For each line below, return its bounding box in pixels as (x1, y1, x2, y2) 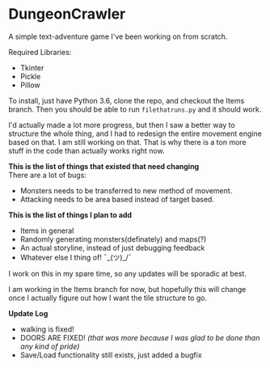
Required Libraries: (8, 47, 72, 57)
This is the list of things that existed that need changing (8, 161, 200, 171)
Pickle (19, 71, 41, 81)
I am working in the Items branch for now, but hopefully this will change (8, 284, 247, 294)
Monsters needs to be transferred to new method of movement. (19, 185, 233, 195)
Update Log (8, 308, 49, 318)
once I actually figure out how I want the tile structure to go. (8, 293, 208, 302)
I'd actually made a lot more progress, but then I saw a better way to (8, 120, 236, 129)
